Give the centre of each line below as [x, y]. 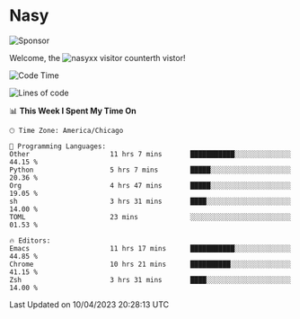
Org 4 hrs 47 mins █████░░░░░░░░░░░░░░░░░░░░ [150, 185]
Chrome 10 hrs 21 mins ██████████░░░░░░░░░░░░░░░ [150, 264]
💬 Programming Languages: [57, 146]
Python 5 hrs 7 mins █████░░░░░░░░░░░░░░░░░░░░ [150, 170]
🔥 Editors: [30, 240]
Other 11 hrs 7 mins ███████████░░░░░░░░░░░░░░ [150, 154]
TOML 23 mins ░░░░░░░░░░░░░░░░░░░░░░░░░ [150, 217]
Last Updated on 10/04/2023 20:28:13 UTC [89, 304]
